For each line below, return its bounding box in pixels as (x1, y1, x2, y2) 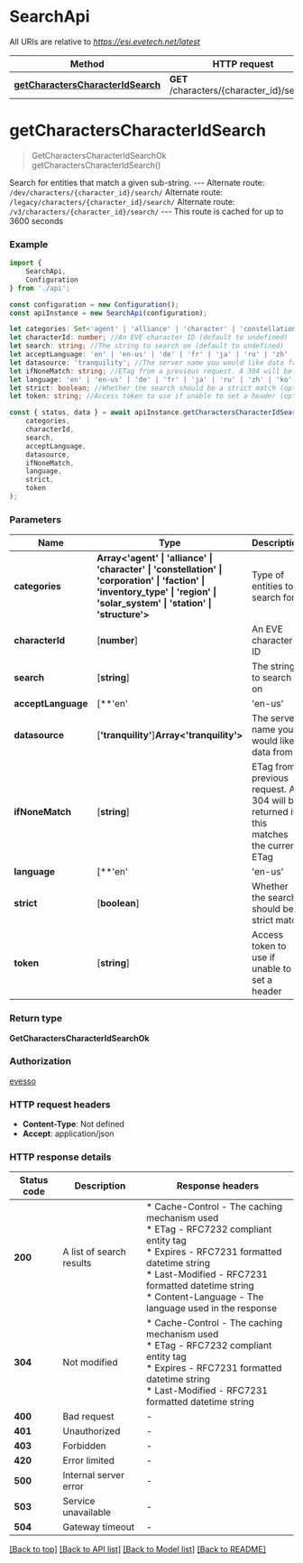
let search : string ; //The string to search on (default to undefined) (9, 341, 284, 351)
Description (74, 1179, 126, 1192)
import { (9, 259, 42, 268)
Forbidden (62, 1439, 106, 1452)
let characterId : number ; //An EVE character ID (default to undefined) (9, 333, 289, 342)
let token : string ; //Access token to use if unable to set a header (9, 392, 277, 401)
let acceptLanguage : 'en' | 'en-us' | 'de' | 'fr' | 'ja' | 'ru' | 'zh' (9, 350, 289, 359)
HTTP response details (9, 1151, 112, 1163)
